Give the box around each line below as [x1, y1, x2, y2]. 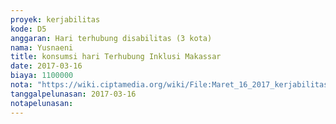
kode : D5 [10, 24, 47, 34]
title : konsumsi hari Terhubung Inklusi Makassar [10, 52, 222, 62]
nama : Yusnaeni [10, 42, 74, 53]
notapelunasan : [10, 98, 74, 108]
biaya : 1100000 [10, 71, 74, 81]
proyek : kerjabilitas [10, 14, 101, 25]
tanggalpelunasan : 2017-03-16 [10, 89, 137, 99]
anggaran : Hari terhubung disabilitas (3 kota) [10, 33, 213, 43]
